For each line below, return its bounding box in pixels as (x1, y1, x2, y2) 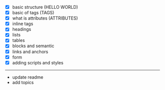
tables (12, 37, 25, 43)
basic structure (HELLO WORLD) (12, 4, 79, 10)
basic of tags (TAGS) (12, 10, 55, 16)
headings (12, 27, 31, 32)
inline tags (12, 21, 33, 27)
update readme (12, 74, 43, 80)
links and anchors (12, 49, 48, 55)
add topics (12, 79, 34, 85)
